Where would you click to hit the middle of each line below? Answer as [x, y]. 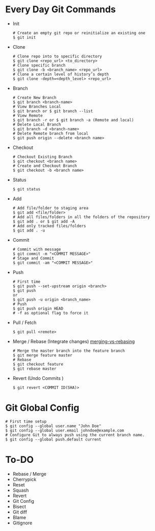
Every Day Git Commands [61, 9]
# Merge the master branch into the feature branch [69, 351]
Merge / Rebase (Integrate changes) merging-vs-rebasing [74, 341]
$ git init [24, 37]
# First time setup [26, 421]
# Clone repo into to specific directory [57, 56]
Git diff [20, 512]
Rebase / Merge [30, 474]
